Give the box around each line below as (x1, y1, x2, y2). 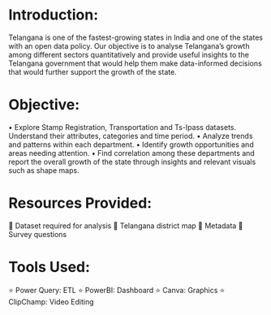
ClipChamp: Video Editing (8, 296, 95, 306)
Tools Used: (8, 258, 91, 276)
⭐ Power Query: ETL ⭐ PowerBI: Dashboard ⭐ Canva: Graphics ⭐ (8, 285, 226, 295)
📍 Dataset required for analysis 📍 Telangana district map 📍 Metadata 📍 (8, 221, 243, 231)
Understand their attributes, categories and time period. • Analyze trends (8, 131, 253, 140)
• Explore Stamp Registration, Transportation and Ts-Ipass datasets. (8, 122, 237, 132)
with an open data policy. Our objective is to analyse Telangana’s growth (8, 41, 250, 50)
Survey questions (8, 229, 67, 239)
